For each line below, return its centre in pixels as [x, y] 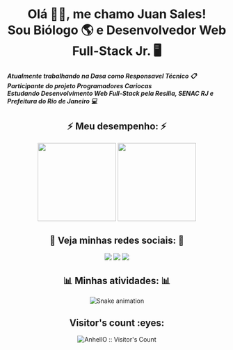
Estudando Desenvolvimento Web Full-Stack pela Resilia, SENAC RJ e [111, 93]
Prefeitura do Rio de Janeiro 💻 [53, 101]
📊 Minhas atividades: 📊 [117, 281]
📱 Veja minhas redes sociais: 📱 [117, 240]
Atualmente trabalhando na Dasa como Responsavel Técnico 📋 [102, 76]
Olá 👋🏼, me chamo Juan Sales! [117, 14]
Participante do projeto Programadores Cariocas [80, 85]
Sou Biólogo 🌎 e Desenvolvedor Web [117, 30]
